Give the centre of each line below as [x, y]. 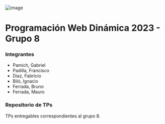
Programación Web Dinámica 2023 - [83, 28]
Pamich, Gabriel [29, 65]
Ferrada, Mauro [28, 92]
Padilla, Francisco [31, 71]
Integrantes [20, 54]
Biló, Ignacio [25, 81]
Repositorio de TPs [29, 105]
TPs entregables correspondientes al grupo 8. [53, 116]
